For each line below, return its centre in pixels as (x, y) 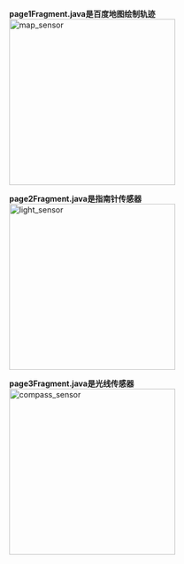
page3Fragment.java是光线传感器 (72, 383)
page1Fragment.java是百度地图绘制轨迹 (82, 14)
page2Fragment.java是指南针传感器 (76, 199)
